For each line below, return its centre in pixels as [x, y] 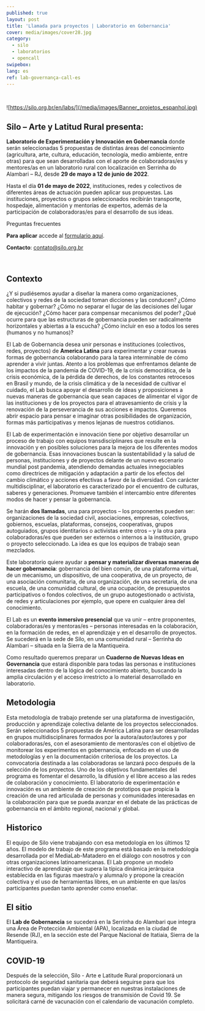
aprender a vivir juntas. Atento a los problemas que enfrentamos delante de [102, 364]
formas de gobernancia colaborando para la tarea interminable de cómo [97, 357]
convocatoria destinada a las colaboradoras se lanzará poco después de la [101, 763]
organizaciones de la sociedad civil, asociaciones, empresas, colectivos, [98, 518]
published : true [27, 13]
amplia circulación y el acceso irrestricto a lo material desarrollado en [94, 677]
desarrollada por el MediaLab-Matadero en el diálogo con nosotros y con [99, 855]
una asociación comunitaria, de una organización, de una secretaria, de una [102, 581]
